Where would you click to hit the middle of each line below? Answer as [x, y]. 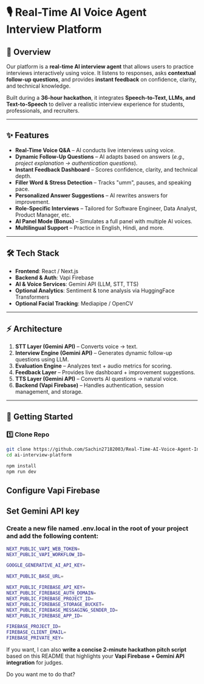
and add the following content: [53, 536]
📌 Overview [29, 52]
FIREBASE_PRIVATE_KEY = [35, 638]
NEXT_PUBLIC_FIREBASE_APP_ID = [45, 616]
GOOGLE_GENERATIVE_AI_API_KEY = [46, 565]
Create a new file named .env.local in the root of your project [97, 529]
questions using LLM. [42, 360]
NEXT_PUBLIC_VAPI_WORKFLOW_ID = [46, 554]
